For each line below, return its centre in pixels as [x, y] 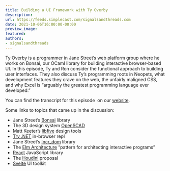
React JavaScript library [38, 152]
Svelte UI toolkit [29, 163]
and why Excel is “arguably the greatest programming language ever [77, 85]
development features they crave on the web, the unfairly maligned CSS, [81, 79]
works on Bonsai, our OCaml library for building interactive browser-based [83, 63]
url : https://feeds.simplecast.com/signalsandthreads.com [68, 19]
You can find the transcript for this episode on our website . [68, 100]
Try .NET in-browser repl [39, 136]
